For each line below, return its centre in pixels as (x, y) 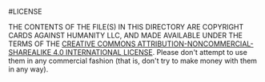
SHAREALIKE (30, 52)
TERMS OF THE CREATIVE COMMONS (72, 44)
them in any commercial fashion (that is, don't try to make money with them (133, 61)
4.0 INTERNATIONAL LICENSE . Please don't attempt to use (151, 52)
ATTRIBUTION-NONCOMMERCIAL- (195, 44)
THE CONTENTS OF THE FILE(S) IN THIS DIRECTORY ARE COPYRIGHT (126, 27)
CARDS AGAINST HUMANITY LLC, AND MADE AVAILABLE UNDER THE (125, 35)
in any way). (28, 69)
